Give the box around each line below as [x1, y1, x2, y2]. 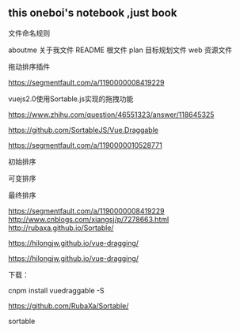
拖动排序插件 [8, 62, 50, 71]
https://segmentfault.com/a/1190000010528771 [8, 140, 162, 149]
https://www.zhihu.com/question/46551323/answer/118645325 [8, 110, 215, 119]
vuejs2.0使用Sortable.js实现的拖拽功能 [8, 94, 134, 104]
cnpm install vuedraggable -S [8, 285, 105, 295]
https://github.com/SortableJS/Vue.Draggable [8, 125, 158, 134]
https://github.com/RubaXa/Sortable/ [8, 300, 129, 311]
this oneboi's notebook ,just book [8, 6, 177, 20]
